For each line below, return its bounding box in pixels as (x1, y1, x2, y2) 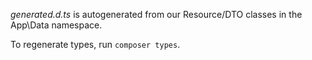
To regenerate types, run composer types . (10, 39, 181, 50)
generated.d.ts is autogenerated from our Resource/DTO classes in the (10, 9, 303, 20)
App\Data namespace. (10, 19, 103, 31)
